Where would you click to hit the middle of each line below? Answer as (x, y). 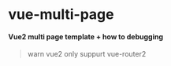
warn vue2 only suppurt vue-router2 (87, 54)
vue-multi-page (61, 15)
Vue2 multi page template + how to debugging (86, 36)
